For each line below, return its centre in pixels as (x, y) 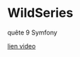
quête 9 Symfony (33, 32)
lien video (22, 46)
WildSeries (40, 13)
